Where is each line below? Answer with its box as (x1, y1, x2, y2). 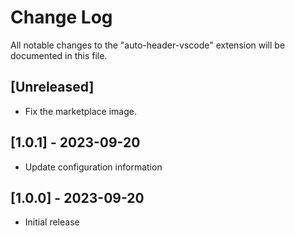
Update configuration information (24, 161, 163, 173)
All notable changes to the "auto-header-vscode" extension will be (10, 39, 286, 51)
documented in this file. (10, 49, 108, 61)
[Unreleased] (10, 79, 95, 96)
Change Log (10, 6, 113, 29)
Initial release (24, 216, 80, 228)
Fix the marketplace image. (24, 105, 137, 117)
